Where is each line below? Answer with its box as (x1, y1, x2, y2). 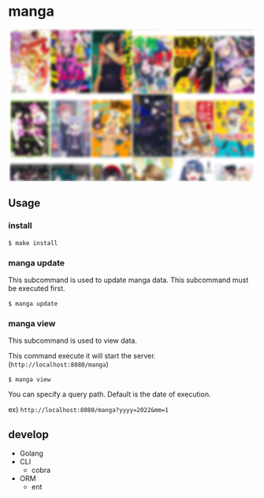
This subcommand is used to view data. (8, 336, 138, 345)
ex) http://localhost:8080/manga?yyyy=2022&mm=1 (8, 405, 169, 414)
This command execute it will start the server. (8, 351, 156, 361)
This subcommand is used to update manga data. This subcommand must (8, 275, 249, 285)
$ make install (8, 239, 58, 247)
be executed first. (8, 284, 65, 293)
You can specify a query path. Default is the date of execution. (8, 389, 211, 400)
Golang (19, 448, 43, 459)
